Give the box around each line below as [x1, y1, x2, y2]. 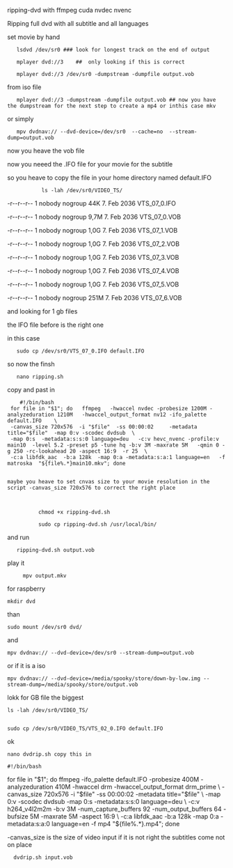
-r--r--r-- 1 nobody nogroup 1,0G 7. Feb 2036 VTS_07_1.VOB [7, 226, 178, 234]
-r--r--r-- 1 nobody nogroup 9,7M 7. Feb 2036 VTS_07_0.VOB [7, 212, 182, 221]
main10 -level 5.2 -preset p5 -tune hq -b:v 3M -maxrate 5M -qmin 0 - [7, 442, 226, 449]
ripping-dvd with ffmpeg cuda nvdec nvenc [7, 6, 132, 14]
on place [7, 841, 33, 848]
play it [7, 559, 25, 567]
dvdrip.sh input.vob [13, 854, 73, 861]
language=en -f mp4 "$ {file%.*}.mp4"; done [51, 820, 180, 828]
